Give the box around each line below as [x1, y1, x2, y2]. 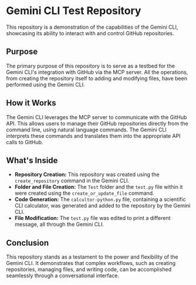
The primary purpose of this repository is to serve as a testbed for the [6, 62, 175, 69]
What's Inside [6, 155, 58, 165]
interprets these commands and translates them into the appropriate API [6, 132, 181, 139]
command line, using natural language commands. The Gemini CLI [6, 126, 167, 133]
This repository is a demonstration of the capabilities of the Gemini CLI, [6, 23, 178, 30]
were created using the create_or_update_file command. [14, 189, 154, 197]
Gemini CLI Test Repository [6, 4, 141, 18]
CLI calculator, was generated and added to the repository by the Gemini [14, 202, 191, 209]
